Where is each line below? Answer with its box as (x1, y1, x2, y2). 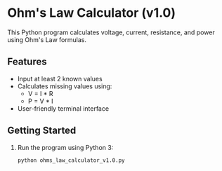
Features (7, 56, 47, 68)
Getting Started (7, 125, 77, 137)
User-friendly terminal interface (17, 104, 110, 113)
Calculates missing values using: (17, 82, 112, 90)
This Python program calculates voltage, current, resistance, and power (7, 28, 216, 36)
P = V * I (27, 97, 53, 105)
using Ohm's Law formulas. (7, 35, 86, 43)
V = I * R (27, 89, 54, 97)
